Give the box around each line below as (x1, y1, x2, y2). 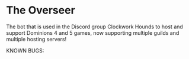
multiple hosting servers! (6, 35, 67, 42)
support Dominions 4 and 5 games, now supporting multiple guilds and (6, 29, 180, 36)
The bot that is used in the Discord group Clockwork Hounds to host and (6, 23, 184, 30)
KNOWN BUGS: (6, 47, 44, 54)
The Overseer (6, 4, 75, 17)
